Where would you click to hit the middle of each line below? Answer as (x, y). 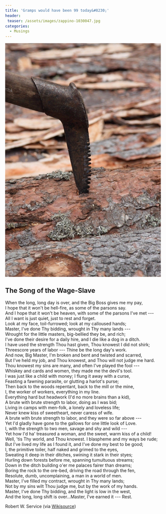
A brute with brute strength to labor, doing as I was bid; (61, 402)
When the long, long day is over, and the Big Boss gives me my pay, (74, 302)
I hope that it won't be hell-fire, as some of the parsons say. (66, 308)
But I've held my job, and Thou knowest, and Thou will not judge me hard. (80, 360)
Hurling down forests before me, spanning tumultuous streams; (70, 460)
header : (13, 16)
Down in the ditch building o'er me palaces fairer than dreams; (68, 465)
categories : (17, 26)
